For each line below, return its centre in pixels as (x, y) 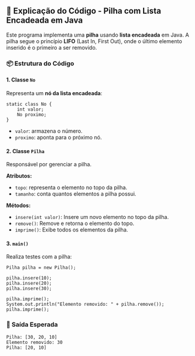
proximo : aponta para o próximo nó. (58, 137)
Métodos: (19, 206)
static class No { (29, 104)
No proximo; (32, 114)
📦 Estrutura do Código (40, 63)
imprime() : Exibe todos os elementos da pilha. (71, 230)
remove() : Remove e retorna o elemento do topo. (74, 223)
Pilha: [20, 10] (26, 348)
